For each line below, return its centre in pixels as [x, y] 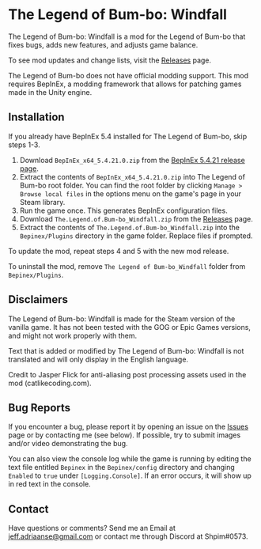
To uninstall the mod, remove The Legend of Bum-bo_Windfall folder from [127, 266]
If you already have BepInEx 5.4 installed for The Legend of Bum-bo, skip [128, 136]
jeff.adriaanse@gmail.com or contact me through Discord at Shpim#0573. [128, 536]
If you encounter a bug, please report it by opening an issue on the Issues [129, 427]
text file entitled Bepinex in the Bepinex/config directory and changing [121, 468]
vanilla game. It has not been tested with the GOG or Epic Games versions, [130, 327]
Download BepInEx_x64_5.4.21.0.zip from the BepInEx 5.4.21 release [132, 160]
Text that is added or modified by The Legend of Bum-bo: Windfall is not [126, 350]
